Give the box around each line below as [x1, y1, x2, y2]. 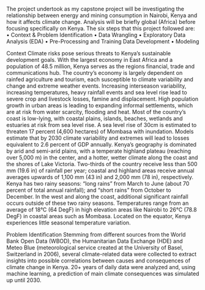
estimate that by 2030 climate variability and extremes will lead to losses [6, 134, 190, 142]
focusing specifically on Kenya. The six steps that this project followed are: [6, 25, 195, 32]
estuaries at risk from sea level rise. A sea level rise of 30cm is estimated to [6, 121, 197, 128]
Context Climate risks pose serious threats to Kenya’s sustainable [6, 50, 171, 57]
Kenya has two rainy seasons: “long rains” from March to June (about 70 [6, 180, 190, 187]
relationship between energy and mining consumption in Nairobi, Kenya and [6, 12, 198, 19]
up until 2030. [6, 277, 42, 284]
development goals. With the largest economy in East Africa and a [6, 56, 173, 63]
